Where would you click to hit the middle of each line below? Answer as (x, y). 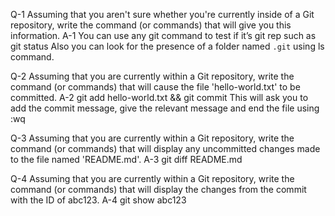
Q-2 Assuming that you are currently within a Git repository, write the (152, 76)
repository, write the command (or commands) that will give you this (151, 25)
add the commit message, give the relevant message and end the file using (165, 108)
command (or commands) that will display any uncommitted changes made (165, 148)
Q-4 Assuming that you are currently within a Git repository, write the (152, 178)
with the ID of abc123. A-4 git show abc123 (98, 200)
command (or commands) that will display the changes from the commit (158, 189)
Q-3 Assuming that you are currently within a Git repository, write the (152, 138)
